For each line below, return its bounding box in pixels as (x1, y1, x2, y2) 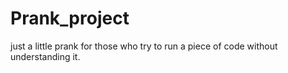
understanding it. (10, 50, 81, 62)
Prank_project (10, 7, 130, 30)
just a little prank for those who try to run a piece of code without (10, 40, 278, 52)
